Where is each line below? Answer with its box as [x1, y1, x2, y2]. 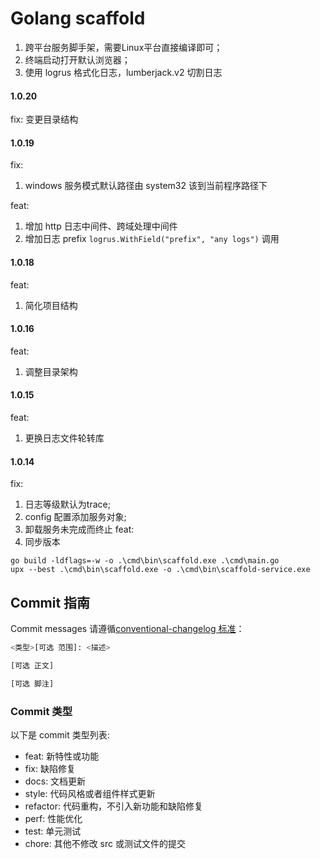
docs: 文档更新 [24, 775, 87, 787]
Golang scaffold [10, 7, 146, 30]
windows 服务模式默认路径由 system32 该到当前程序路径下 [24, 180, 268, 192]
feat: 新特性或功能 [24, 750, 100, 762]
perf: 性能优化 [24, 812, 83, 824]
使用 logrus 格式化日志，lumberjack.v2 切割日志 [24, 66, 223, 78]
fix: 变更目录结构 [10, 113, 79, 126]
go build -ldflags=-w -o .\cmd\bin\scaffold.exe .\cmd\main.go [10, 556, 280, 566]
